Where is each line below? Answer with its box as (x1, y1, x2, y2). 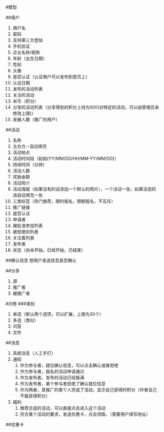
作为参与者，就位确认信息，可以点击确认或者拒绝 (20, 363, 119, 368)
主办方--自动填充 (12, 144, 47, 149)
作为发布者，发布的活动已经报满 (20, 375, 84, 380)
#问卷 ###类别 (5, 301, 35, 307)
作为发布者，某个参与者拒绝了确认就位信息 (20, 381, 106, 387)
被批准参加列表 (12, 223, 43, 228)
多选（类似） (12, 317, 39, 323)
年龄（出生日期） (12, 56, 47, 61)
